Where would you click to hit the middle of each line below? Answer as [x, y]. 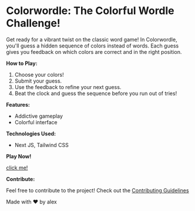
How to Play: [22, 63]
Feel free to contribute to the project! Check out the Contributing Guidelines [97, 190]
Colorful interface [36, 122]
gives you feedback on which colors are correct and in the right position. [94, 52]
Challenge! [33, 23]
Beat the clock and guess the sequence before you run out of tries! [96, 93]
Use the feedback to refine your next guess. [68, 87]
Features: [18, 104]
